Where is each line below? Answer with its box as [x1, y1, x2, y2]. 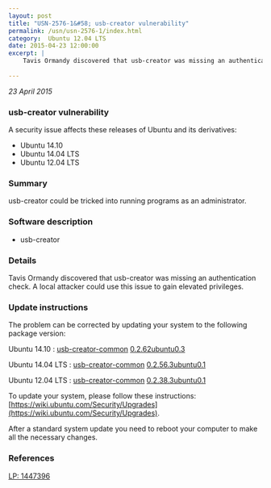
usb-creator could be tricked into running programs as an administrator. [8, 196, 247, 206]
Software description [8, 216, 94, 227]
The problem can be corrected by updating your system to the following [8, 320, 248, 330]
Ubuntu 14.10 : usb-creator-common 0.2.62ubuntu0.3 [8, 344, 186, 354]
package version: [8, 328, 66, 339]
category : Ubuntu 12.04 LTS [8, 34, 106, 43]
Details [8, 255, 37, 266]
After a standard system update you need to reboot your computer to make [8, 424, 258, 434]
